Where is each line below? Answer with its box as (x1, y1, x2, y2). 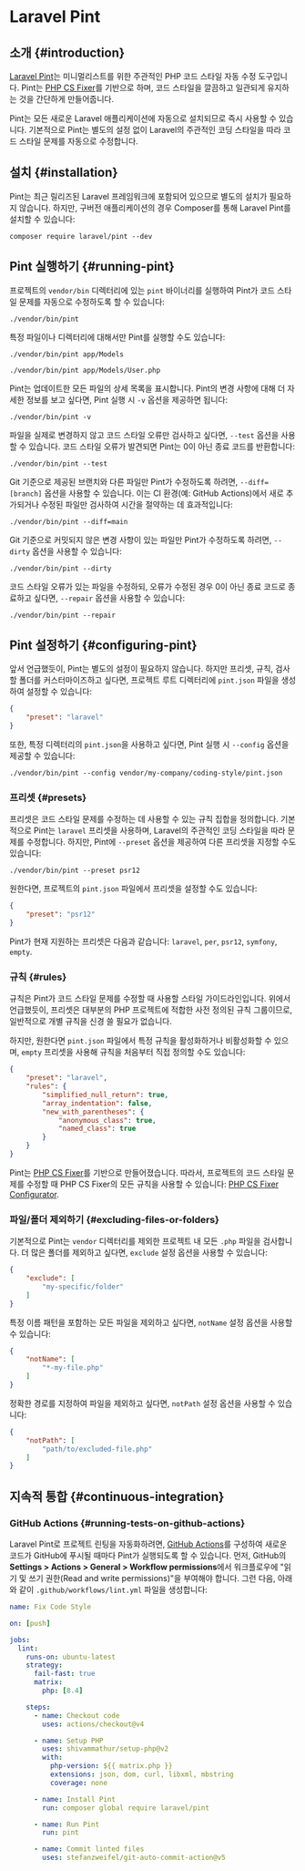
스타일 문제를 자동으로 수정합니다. (18, 136, 138, 147)
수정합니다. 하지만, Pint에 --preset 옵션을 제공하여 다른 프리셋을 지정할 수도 (25, 837, 297, 848)
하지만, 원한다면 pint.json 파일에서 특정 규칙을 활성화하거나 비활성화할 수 (9, 1035, 272, 1046)
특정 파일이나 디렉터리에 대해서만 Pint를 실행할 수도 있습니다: (9, 331, 226, 343)
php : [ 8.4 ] (42, 1686, 84, 1696)
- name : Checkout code (33, 1711, 120, 1720)
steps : (25, 1702, 51, 1712)
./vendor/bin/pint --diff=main (9, 517, 128, 526)
